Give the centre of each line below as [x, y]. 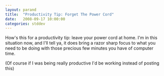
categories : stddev [25, 24]
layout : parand [21, 10]
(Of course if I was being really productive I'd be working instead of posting [82, 63]
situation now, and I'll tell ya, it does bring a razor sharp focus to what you [81, 43]
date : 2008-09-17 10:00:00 [35, 19]
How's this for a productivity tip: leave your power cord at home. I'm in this [81, 38]
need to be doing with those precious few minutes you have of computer [79, 48]
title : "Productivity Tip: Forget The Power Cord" [59, 14]
